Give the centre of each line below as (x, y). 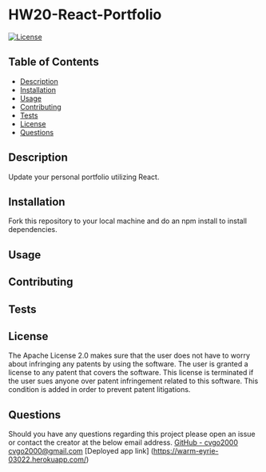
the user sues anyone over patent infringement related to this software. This (133, 381)
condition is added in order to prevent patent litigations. (99, 390)
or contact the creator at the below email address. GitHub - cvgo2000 (123, 442)
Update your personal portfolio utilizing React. (84, 177)
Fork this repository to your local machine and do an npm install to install (128, 221)
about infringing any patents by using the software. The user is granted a (129, 364)
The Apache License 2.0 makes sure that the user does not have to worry (129, 356)
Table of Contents (54, 62)
